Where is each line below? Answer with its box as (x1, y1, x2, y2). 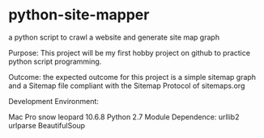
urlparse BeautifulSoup (8, 120, 86, 130)
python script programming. (8, 56, 102, 66)
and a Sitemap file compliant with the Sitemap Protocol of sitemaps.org (8, 81, 245, 90)
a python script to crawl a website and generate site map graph (8, 32, 220, 42)
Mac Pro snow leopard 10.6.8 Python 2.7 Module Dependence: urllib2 (8, 111, 240, 122)
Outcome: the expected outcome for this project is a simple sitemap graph (8, 72, 257, 82)
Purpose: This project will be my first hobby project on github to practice (8, 48, 251, 57)
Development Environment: (8, 96, 100, 106)
